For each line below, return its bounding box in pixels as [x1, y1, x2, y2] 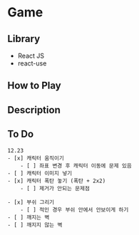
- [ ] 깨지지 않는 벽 [7, 221, 63, 229]
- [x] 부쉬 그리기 [7, 199, 55, 206]
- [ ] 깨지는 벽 [7, 214, 50, 221]
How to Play [7, 80, 62, 92]
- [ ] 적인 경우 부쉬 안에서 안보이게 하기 [20, 206, 129, 214]
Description [7, 104, 61, 116]
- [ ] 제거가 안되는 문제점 [20, 184, 91, 192]
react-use [17, 59, 47, 68]
